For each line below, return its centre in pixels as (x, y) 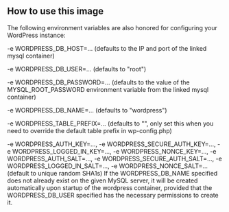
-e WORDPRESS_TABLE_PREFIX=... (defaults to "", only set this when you (110, 123)
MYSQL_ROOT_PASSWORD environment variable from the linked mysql (108, 89)
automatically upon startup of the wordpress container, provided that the (110, 187)
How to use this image (56, 11)
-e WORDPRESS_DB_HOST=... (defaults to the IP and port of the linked (107, 48)
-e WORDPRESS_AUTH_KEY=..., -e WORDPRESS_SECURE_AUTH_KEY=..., (111, 144)
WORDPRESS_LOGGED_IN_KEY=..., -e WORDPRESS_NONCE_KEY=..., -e (114, 151)
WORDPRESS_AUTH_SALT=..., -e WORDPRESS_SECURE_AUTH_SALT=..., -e (115, 158)
